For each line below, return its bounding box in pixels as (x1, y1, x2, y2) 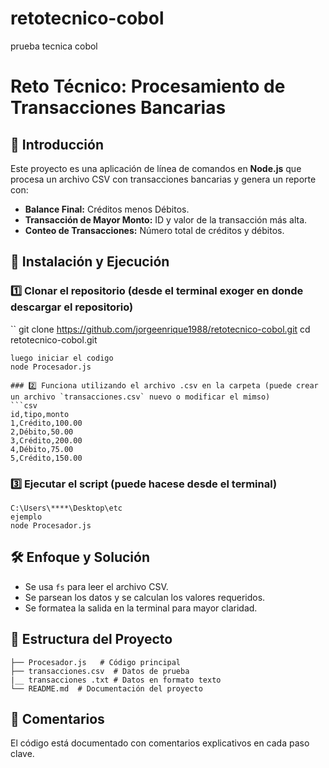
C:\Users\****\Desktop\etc (10, 503, 123, 513)
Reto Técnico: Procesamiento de (10, 75, 286, 98)
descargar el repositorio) (10, 300, 134, 314)
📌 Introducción (10, 136, 104, 153)
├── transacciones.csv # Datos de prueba (10, 666, 190, 676)
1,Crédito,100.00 (10, 418, 83, 428)
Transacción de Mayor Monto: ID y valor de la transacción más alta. (24, 213, 308, 226)
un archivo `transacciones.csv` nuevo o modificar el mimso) (10, 392, 271, 402)
